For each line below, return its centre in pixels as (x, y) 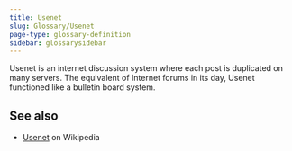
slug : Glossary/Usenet (52, 26)
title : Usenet (36, 18)
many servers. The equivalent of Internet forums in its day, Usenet (132, 78)
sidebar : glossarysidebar (58, 43)
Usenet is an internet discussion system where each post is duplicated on (146, 68)
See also (34, 115)
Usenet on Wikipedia (61, 138)
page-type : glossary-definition (70, 34)
